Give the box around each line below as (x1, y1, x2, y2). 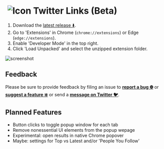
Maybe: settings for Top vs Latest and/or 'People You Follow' (12, 137, 140, 144)
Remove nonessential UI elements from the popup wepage (12, 127, 135, 133)
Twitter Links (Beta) (33, 5, 117, 17)
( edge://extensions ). (12, 34, 56, 41)
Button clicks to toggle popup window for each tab (12, 122, 118, 128)
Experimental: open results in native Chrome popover (12, 132, 124, 138)
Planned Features (5, 108, 62, 117)
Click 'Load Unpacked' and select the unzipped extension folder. (12, 46, 148, 52)
